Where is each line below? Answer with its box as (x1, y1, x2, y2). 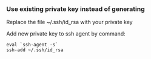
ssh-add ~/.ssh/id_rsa (6, 47, 64, 53)
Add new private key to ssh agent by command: (6, 30, 126, 37)
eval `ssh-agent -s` (6, 42, 59, 48)
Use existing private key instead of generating (6, 5, 145, 13)
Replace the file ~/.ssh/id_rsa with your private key (6, 19, 133, 26)
